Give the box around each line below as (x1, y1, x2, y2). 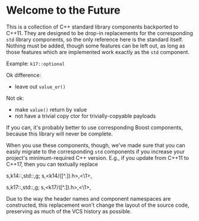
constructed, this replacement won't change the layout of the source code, (6, 201, 189, 209)
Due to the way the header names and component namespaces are (6, 195, 171, 202)
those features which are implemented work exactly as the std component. (6, 48, 190, 55)
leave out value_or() (14, 83, 66, 90)
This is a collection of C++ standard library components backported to (6, 23, 179, 30)
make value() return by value (14, 106, 87, 113)
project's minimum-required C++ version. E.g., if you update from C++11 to (6, 154, 189, 161)
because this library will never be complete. (6, 130, 113, 137)
